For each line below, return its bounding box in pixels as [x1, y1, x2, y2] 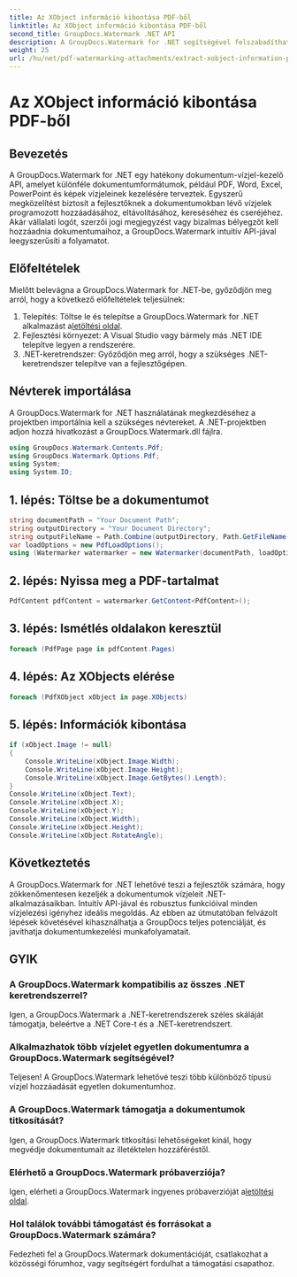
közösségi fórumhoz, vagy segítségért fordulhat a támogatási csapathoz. [9, 1258, 276, 1269]
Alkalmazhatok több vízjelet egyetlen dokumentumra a [9, 1041, 249, 1053]
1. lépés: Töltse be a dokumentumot [9, 492, 209, 507]
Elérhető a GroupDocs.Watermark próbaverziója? [9, 1165, 225, 1178]
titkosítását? [9, 1114, 65, 1127]
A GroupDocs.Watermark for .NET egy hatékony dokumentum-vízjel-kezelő [9, 170, 285, 180]
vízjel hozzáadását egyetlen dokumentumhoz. [9, 1081, 177, 1092]
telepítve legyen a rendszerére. [21, 339, 135, 350]
